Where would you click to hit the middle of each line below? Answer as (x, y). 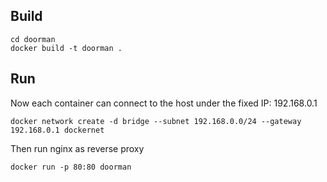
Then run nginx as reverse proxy (77, 148)
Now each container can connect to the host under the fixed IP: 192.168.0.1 (164, 103)
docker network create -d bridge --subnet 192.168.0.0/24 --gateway (156, 121)
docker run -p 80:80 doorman (71, 167)
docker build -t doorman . (66, 48)
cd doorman (33, 39)
